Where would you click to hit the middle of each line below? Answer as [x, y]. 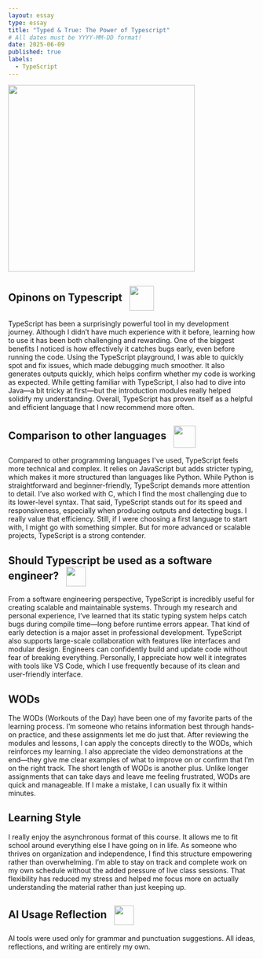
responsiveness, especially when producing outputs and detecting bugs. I [128, 511]
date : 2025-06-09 [37, 45]
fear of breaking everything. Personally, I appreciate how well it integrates [128, 658]
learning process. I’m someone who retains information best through [119, 726]
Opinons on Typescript [66, 297]
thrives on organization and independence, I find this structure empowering [130, 854]
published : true [35, 52]
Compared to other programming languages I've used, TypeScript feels [123, 460]
